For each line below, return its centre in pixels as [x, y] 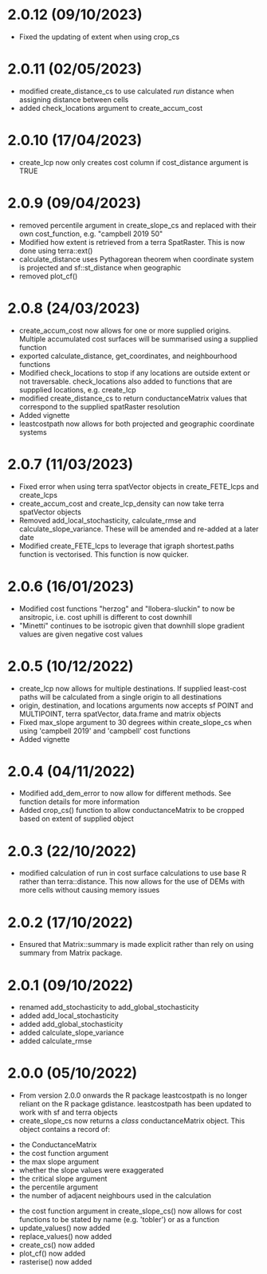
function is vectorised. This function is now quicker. [104, 554]
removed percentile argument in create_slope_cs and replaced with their [137, 225]
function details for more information [79, 802]
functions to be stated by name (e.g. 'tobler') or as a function [119, 1220]
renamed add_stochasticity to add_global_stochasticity [109, 1008]
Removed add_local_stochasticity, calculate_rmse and [108, 520]
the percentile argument [59, 1187]
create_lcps [38, 495]
